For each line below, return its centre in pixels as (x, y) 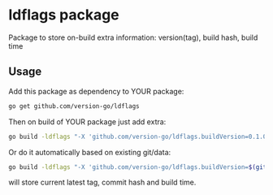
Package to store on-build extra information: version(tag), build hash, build (133, 37)
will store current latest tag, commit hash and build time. (102, 182)
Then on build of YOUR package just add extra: (87, 121)
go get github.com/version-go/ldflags (74, 106)
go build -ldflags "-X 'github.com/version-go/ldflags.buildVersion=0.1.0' (139, 136)
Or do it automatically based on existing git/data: (90, 152)
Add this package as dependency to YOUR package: (96, 91)
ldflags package (64, 15)
